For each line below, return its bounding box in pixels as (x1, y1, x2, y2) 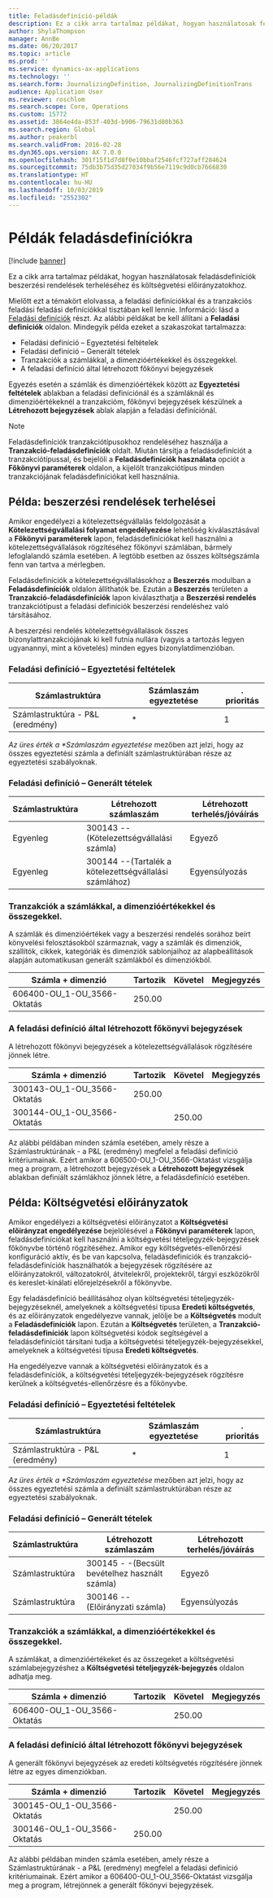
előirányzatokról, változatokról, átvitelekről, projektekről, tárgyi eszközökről (8, 1269, 260, 1279)
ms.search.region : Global (8, 125, 96, 134)
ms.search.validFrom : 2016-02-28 (8, 140, 122, 149)
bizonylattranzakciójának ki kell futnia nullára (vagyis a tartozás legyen (8, 634, 245, 644)
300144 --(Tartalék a (86, 856, 172, 867)
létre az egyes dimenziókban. (8, 1766, 107, 1776)
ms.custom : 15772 (8, 111, 67, 119)
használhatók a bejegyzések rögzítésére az (67, 1260, 213, 1270)
